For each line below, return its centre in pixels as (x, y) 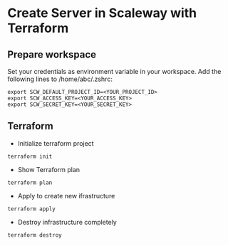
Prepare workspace (52, 54)
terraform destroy (35, 235)
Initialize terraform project (56, 143)
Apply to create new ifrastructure (66, 196)
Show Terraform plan (49, 169)
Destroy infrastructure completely (67, 222)
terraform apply (31, 209)
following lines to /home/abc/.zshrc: (60, 79)
